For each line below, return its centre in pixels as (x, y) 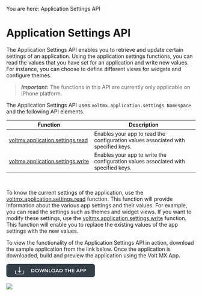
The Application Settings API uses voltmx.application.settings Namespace (99, 105)
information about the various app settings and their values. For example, (97, 206)
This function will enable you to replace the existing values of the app (92, 225)
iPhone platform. (41, 93)
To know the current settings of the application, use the (75, 193)
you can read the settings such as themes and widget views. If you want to (99, 212)
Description (144, 125)
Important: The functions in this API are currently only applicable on (106, 87)
